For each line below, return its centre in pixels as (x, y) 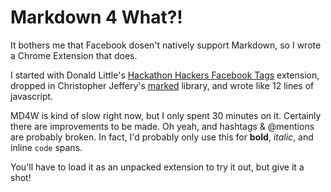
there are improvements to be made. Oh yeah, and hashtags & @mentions (162, 126)
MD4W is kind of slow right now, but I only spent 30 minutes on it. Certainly (166, 115)
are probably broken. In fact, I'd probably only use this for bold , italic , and (162, 137)
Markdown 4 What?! (96, 17)
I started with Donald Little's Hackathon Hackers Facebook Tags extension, (165, 75)
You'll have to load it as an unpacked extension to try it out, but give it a (157, 167)
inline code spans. (46, 147)
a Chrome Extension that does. (74, 55)
